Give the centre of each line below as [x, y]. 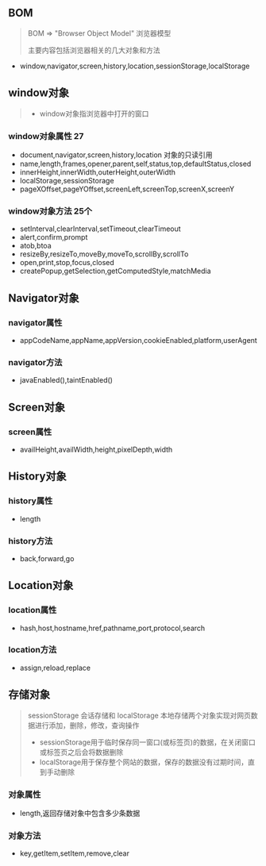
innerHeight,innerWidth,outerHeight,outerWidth [98, 172]
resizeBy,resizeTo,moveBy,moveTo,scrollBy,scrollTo [104, 254]
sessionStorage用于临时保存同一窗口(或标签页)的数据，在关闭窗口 [147, 742]
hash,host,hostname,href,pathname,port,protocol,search [112, 628]
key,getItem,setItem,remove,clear [74, 853]
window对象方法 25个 [50, 211]
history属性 [31, 501]
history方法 [31, 541]
